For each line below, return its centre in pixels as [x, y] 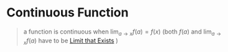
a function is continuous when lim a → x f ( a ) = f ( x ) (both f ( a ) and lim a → [122, 32]
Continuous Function [68, 13]
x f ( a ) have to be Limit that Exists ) [70, 41]
